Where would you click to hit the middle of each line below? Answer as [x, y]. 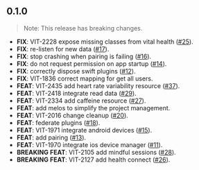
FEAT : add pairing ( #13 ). [51, 137]
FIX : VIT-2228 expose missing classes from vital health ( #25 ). [105, 42]
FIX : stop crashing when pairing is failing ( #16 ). [84, 56]
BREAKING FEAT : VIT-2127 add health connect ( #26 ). [93, 160]
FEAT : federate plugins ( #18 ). [58, 122]
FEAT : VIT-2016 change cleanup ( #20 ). [72, 115]
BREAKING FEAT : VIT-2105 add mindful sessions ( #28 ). [96, 152]
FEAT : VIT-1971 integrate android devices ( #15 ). [84, 130]
